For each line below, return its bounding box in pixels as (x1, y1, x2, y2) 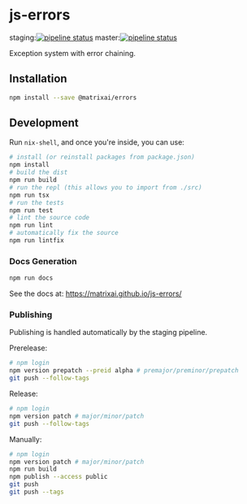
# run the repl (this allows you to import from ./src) (9, 183, 202, 192)
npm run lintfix (9, 237, 64, 245)
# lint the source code (9, 214, 90, 222)
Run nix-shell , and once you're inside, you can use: (9, 137, 185, 147)
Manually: (9, 434, 42, 444)
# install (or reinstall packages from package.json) (9, 153, 196, 162)
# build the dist (9, 168, 68, 176)
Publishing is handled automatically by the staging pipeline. (9, 328, 208, 337)
